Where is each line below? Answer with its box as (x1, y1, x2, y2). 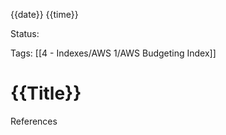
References (10, 115, 58, 127)
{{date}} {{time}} (10, 9, 79, 20)
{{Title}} (10, 82, 82, 105)
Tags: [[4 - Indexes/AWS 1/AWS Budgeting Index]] (10, 47, 217, 59)
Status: (10, 28, 40, 39)
